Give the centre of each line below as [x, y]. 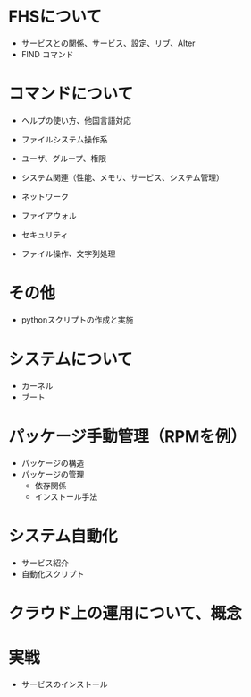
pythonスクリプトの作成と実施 [77, 319]
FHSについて [55, 17]
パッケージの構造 [53, 463]
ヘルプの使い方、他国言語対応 [76, 120]
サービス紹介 [45, 563]
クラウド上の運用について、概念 [125, 613]
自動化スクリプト [53, 573]
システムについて [71, 359]
